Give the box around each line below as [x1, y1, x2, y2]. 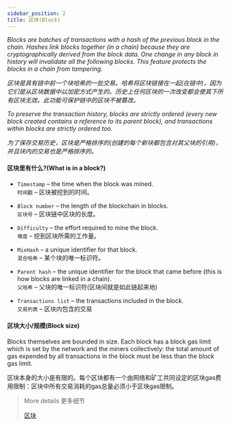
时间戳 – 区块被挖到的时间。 [16, 188, 94, 196]
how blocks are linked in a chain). [16, 274, 112, 282]
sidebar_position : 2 [7, 10, 66, 17]
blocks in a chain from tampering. [7, 65, 103, 73]
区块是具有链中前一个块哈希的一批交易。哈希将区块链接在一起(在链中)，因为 [7, 78, 222, 87]
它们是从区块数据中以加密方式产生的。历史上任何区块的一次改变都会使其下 [7, 87, 217, 96]
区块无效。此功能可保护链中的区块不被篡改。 [12, 96, 139, 104]
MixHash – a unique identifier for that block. [16, 245, 138, 254]
